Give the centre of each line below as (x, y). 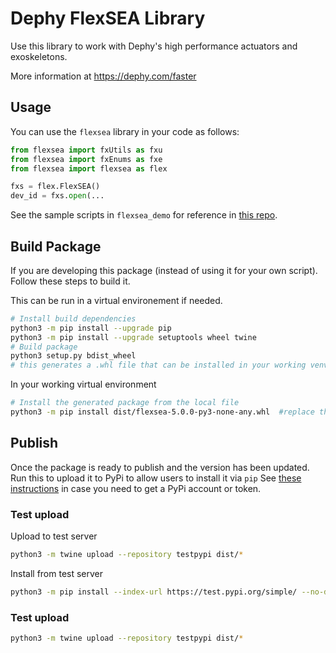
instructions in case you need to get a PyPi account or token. (136, 488)
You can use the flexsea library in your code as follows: (125, 131)
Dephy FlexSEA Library (108, 18)
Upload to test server (54, 536)
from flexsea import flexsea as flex (89, 168)
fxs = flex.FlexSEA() (55, 187)
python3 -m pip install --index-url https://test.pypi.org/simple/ (154, 592)
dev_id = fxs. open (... (57, 196)
